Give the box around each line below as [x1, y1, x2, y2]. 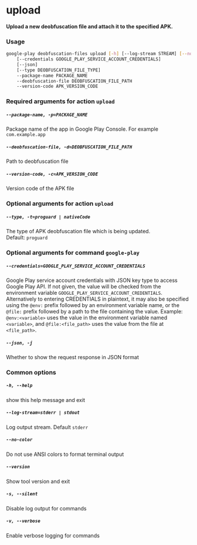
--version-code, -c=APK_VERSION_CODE [6, 171, 98, 177]
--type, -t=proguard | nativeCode [6, 214, 91, 220]
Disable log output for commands [6, 505, 87, 512]
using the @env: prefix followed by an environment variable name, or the [6, 301, 180, 308]
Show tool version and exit [6, 478, 70, 485]
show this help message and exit [6, 396, 85, 403]
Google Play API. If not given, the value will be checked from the [6, 282, 161, 290]
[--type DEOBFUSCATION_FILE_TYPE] [16, 67, 101, 73]
